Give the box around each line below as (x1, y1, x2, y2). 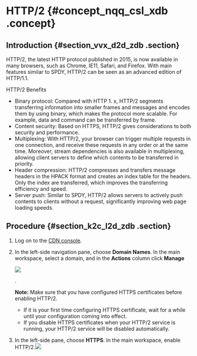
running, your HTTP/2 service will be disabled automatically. (23, 325, 170, 332)
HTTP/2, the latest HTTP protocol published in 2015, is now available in (6, 56, 178, 63)
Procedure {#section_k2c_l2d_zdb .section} (6, 221, 172, 231)
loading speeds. (14, 204, 54, 211)
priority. (14, 161, 34, 167)
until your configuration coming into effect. (23, 312, 128, 319)
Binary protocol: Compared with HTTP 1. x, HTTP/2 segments (14, 97, 163, 104)
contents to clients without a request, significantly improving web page (14, 198, 187, 205)
